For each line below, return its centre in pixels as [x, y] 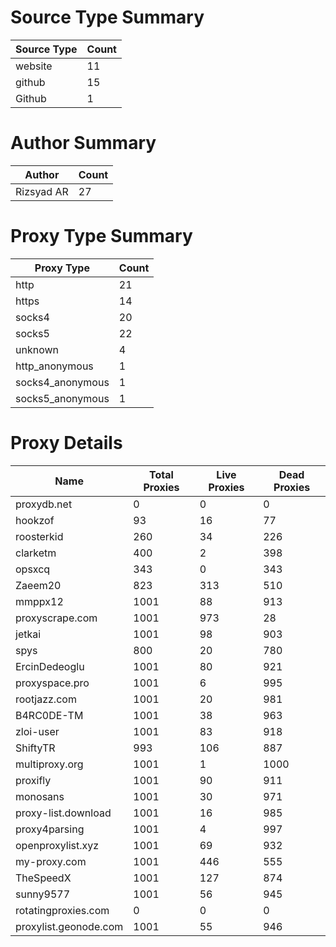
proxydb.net [44, 504]
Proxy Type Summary [101, 236]
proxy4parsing [50, 829]
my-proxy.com [51, 861]
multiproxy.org [49, 764]
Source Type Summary [107, 17]
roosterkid [39, 536]
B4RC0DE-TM [49, 715]
